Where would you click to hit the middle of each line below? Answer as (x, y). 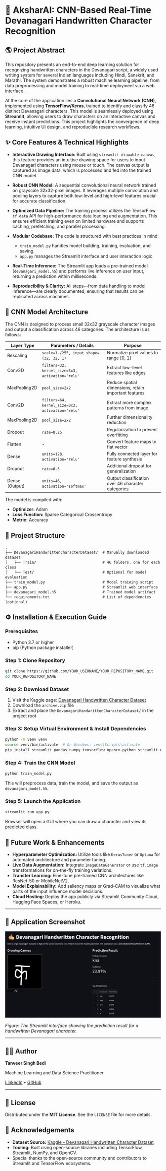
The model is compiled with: (34, 500)
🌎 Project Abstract (35, 50)
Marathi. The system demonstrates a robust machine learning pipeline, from (82, 80)
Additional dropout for (129, 466)
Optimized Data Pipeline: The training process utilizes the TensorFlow (84, 210)
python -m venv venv (26, 740)
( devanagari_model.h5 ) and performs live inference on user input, (78, 271)
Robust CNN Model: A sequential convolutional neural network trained (84, 185)
